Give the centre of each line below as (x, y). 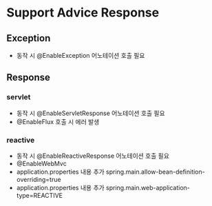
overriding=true (39, 179)
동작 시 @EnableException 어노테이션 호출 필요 (81, 55)
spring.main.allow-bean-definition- (155, 172)
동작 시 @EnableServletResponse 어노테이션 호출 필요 (91, 113)
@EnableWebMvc (41, 163)
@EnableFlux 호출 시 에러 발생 (58, 121)
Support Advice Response (83, 13)
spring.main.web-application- (148, 187)
